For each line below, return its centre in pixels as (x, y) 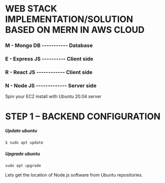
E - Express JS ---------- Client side (49, 59)
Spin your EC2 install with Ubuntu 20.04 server (53, 96)
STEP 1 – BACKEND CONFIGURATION (83, 116)
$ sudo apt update (24, 143)
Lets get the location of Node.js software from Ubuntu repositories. (74, 175)
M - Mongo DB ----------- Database (49, 45)
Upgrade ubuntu (23, 154)
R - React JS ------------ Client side (49, 72)
